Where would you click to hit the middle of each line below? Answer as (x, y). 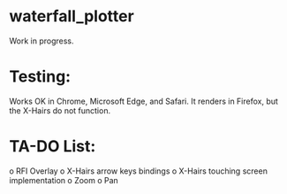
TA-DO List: (53, 147)
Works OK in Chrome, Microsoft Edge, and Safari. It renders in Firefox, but (143, 101)
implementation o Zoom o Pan (64, 180)
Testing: (40, 77)
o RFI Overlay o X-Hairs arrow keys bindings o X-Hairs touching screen (138, 171)
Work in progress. (42, 41)
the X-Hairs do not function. (60, 110)
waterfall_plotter (72, 16)
